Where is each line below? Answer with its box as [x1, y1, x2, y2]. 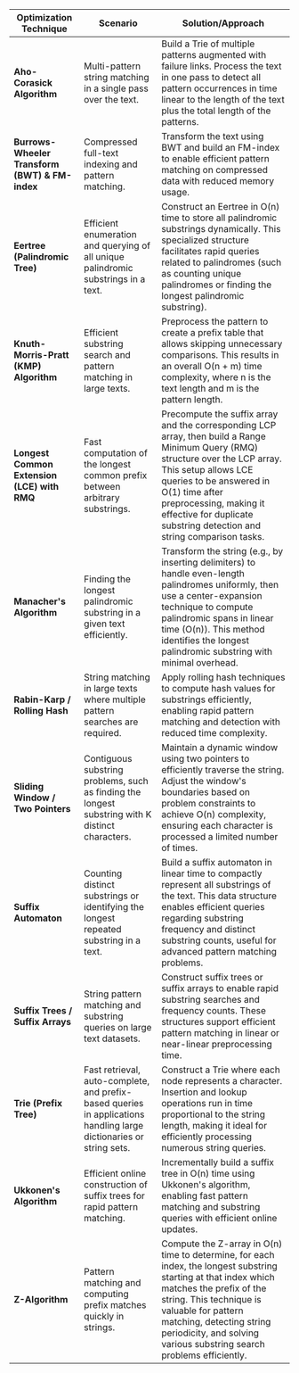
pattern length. [161, 393, 223, 405]
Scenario [99, 17, 138, 29]
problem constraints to [161, 798, 256, 809]
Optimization [16, 12, 73, 23]
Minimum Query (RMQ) [161, 442, 258, 453]
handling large [84, 1120, 144, 1131]
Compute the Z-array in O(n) [161, 1237, 283, 1250]
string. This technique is [161, 1294, 262, 1305]
